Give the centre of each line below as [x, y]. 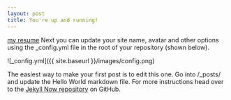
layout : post [26, 14]
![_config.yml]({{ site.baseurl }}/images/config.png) [81, 60]
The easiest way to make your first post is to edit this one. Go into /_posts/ [114, 74]
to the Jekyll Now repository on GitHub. [64, 89]
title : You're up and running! [53, 20]
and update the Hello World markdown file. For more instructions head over [115, 81]
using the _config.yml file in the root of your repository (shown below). [108, 47]
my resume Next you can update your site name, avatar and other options [113, 40]
